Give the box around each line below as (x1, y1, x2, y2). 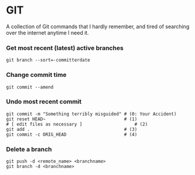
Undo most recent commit (6, 97, 82, 106)
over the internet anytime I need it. (6, 29, 89, 36)
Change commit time (6, 71, 67, 79)
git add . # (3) (6, 126, 138, 132)
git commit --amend (6, 84, 54, 90)
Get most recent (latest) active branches (6, 43, 124, 52)
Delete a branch (6, 145, 52, 153)
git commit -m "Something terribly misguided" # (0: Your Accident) (6, 111, 177, 117)
